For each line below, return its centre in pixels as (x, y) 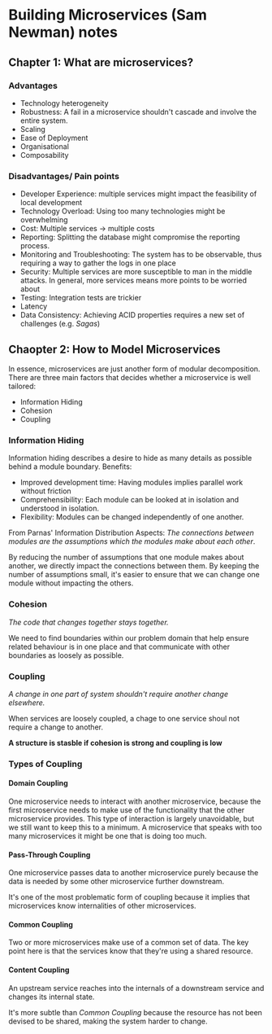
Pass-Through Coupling (50, 854)
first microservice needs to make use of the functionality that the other (127, 810)
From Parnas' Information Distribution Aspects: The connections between (131, 533)
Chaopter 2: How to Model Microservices (114, 349)
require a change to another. (56, 727)
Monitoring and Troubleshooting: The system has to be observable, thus (141, 255)
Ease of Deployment (54, 138)
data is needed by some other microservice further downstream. (117, 882)
